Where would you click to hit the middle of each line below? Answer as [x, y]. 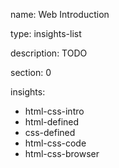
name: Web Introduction [60, 14]
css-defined [50, 132]
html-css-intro [54, 111]
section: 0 [31, 72]
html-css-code [55, 143]
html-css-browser [62, 153]
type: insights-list [46, 33]
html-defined [52, 122]
